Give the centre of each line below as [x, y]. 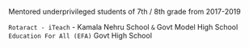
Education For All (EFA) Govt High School [80, 36]
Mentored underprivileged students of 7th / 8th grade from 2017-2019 [124, 12]
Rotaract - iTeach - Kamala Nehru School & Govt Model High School [123, 27]
